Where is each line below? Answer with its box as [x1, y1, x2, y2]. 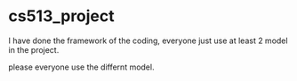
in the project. [8, 44, 60, 55]
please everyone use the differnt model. [8, 62, 155, 72]
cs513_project [8, 6, 115, 26]
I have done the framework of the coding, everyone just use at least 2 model [8, 35, 288, 46]
